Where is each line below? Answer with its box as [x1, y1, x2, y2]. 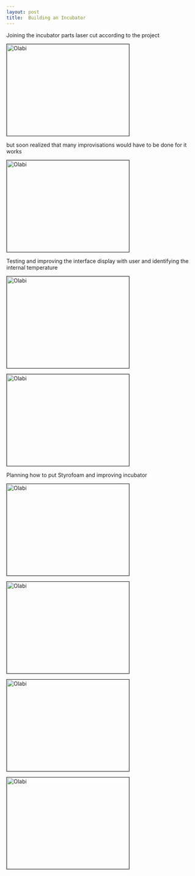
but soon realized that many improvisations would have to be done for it [6, 141, 187, 149]
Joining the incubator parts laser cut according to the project [6, 31, 160, 39]
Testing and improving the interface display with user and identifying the [6, 257, 189, 265]
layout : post [6, 9, 40, 15]
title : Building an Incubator [6, 15, 86, 21]
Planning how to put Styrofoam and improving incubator [6, 471, 148, 479]
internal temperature [6, 263, 58, 271]
